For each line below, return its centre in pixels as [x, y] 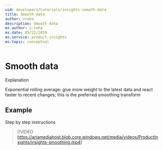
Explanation [17, 80]
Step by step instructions [30, 122]
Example [19, 110]
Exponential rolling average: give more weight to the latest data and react [79, 89]
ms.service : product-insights [36, 37]
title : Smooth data [25, 14]
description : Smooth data [31, 23]
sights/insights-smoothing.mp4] [50, 142]
